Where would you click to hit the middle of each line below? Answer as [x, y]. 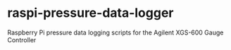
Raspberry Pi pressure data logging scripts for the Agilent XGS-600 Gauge [115, 32]
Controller [22, 39]
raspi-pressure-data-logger [90, 13]
